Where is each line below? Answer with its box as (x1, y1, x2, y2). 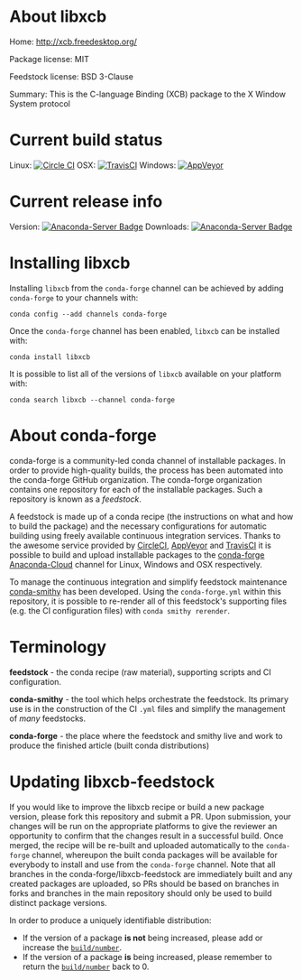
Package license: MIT (9, 53, 90, 64)
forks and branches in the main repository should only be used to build (9, 887, 272, 899)
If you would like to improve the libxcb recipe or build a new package (9, 801, 265, 812)
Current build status (9, 130, 163, 151)
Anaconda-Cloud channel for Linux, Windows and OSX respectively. (9, 559, 263, 569)
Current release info (9, 191, 163, 212)
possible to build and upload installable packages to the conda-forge (9, 549, 265, 560)
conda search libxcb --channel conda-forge (9, 395, 176, 404)
